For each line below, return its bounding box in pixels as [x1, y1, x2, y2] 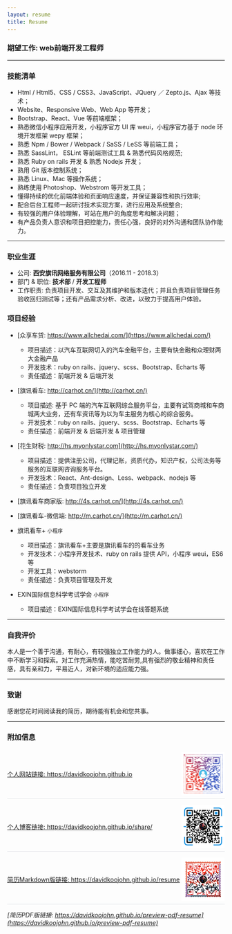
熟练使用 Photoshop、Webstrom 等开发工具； [17, 183, 148, 192]
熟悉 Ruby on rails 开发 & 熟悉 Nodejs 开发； [17, 158, 144, 166]
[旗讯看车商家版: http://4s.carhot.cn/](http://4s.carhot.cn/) [17, 496, 184, 505]
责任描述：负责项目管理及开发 [27, 575, 113, 583]
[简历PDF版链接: [7, 910, 54, 919]
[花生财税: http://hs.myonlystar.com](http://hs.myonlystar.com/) [17, 441, 199, 449]
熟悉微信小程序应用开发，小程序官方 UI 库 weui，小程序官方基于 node [17, 123, 216, 131]
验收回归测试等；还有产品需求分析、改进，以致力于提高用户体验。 [17, 295, 205, 303]
